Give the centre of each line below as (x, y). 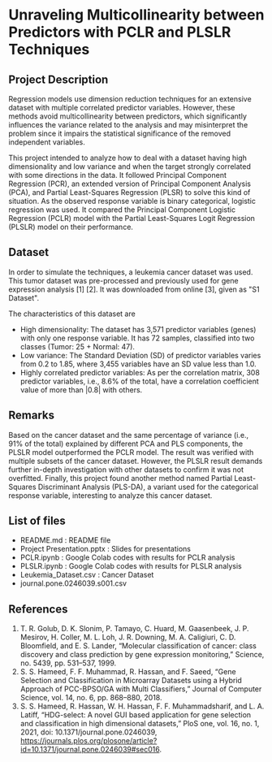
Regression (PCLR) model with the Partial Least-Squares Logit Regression (132, 218)
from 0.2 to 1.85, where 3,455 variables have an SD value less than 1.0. (138, 364)
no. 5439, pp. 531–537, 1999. (68, 663)
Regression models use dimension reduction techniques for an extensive (130, 99)
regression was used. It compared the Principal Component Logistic (122, 210)
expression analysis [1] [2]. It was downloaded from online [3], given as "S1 (134, 289)
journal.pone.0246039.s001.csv (73, 583)
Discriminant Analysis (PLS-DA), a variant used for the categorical (148, 487)
